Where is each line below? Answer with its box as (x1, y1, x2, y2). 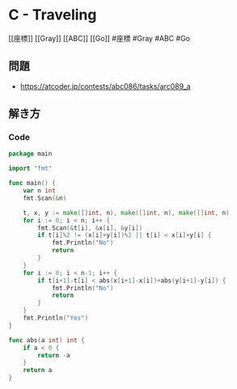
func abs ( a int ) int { (8, 336, 85, 345)
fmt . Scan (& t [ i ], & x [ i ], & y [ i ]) (37, 224, 143, 232)
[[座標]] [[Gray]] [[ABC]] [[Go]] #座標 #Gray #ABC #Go (8, 33, 190, 43)
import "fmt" (8, 164, 53, 173)
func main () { (8, 180, 57, 188)
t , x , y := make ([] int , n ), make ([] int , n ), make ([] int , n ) (23, 209, 230, 217)
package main (8, 150, 53, 159)
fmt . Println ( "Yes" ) (23, 314, 89, 323)
